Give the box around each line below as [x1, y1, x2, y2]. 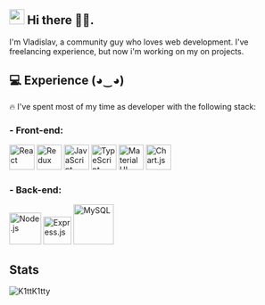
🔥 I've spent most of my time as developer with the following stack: [9, 101, 257, 111]
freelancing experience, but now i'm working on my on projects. [9, 45, 244, 56]
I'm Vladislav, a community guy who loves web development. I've [9, 37, 249, 47]
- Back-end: [9, 184, 62, 196]
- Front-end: [9, 124, 64, 136]
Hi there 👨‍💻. [26, 12, 95, 28]
